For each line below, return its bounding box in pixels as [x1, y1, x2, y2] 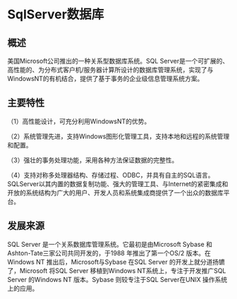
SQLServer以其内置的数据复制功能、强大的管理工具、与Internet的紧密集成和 [7, 179, 229, 188]
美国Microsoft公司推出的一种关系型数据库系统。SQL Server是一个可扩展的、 [7, 57, 229, 65]
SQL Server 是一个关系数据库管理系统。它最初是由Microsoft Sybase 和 [7, 240, 213, 248]
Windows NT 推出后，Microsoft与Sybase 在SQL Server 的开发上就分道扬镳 [7, 257, 226, 266]
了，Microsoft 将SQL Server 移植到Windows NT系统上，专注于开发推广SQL [7, 266, 226, 275]
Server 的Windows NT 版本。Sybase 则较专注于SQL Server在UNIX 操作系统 [7, 275, 228, 283]
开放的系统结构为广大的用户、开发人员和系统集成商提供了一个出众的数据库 [7, 188, 224, 197]
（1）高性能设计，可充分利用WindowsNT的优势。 [7, 117, 151, 126]
